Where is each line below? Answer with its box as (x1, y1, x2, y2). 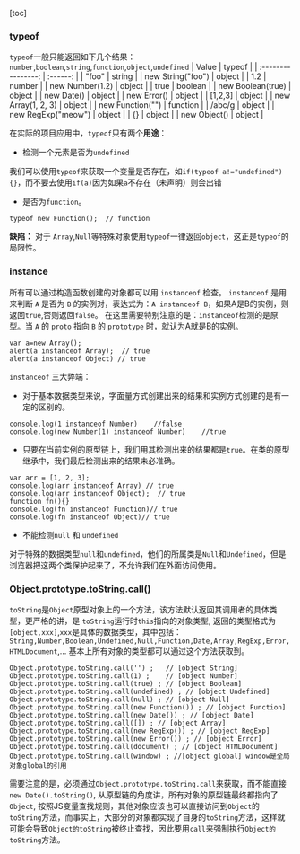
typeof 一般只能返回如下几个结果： (9, 51, 136, 62)
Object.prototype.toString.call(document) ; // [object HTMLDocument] (9, 742, 279, 751)
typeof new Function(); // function (9, 215, 150, 224)
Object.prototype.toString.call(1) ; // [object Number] (9, 671, 239, 681)
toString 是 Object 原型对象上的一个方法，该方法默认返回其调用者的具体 (9, 603, 270, 614)
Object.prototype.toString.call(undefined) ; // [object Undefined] (9, 687, 270, 696)
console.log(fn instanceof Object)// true (9, 512, 170, 522)
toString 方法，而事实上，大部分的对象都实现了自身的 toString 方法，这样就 (9, 812, 286, 823)
